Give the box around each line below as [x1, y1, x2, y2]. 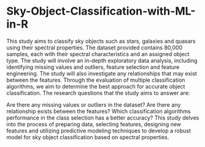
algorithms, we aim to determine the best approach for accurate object [6, 82, 185, 90]
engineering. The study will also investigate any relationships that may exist [6, 70, 198, 77]
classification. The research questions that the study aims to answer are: [6, 89, 190, 96]
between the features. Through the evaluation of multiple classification [6, 76, 185, 84]
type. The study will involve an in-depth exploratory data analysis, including [6, 57, 198, 64]
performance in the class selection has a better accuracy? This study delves [6, 114, 199, 121]
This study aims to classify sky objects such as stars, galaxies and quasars [6, 37, 196, 45]
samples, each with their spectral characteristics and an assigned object [6, 50, 190, 57]
